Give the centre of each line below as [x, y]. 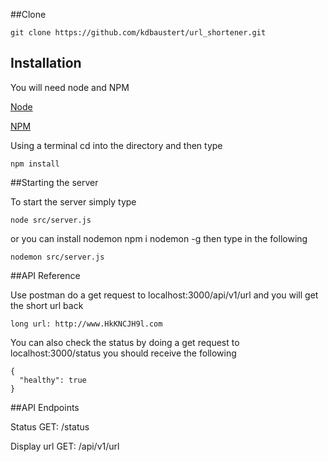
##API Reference [45, 275]
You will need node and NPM [70, 87]
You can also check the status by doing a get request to [125, 342]
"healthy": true [53, 380]
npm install [35, 164]
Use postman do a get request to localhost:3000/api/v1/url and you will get [164, 295]
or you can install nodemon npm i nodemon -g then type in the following [159, 238]
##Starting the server [54, 182]
